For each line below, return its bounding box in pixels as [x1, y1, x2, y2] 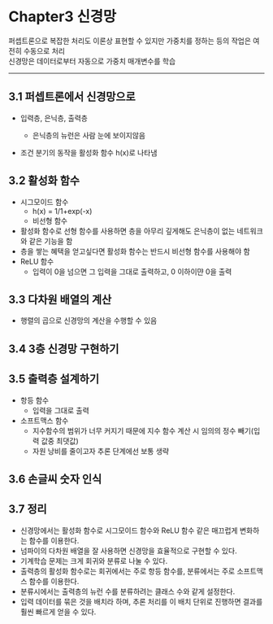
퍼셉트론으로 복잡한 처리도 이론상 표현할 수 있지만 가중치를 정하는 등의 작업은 [8, 36, 252, 46]
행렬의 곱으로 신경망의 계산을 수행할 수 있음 [19, 316, 158, 325]
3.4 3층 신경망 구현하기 [8, 342, 119, 356]
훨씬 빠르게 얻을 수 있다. [19, 607, 97, 617]
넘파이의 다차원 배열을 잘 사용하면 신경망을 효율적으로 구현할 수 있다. [19, 546, 237, 556]
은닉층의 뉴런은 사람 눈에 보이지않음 [32, 130, 146, 140]
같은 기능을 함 [28, 236, 73, 246]
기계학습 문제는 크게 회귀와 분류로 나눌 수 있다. [19, 556, 168, 565]
